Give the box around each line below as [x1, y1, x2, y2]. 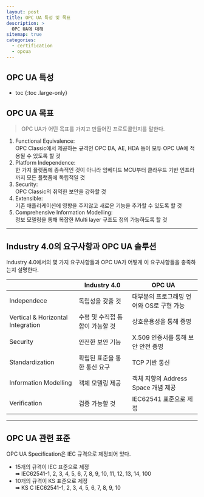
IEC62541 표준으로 [132, 395, 186, 403]
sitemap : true [6, 32, 42, 38]
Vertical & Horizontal [9, 314, 68, 322]
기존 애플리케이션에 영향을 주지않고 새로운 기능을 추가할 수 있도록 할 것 [15, 202, 182, 210]
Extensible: [15, 195, 43, 202]
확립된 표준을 [78, 354, 114, 362]
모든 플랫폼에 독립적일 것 [26, 174, 85, 181]
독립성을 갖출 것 [78, 297, 121, 306]
